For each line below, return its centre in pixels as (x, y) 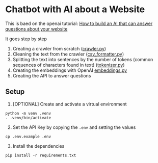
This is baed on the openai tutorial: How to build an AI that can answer (79, 23)
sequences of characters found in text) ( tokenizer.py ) (69, 65)
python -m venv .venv (28, 113)
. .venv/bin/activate (28, 118)
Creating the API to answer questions (52, 75)
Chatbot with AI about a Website (75, 9)
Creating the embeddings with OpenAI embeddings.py (70, 70)
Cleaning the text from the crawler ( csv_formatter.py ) (68, 54)
